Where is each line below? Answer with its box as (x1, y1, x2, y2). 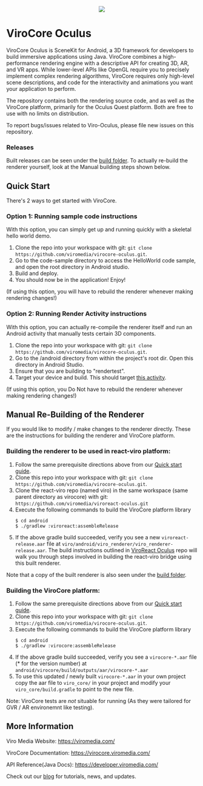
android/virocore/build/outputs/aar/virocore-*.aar (15, 667, 148, 674)
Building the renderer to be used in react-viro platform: (6, 447, 171, 456)
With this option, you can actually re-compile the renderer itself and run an (6, 323, 193, 330)
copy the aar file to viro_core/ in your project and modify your (15, 679, 171, 687)
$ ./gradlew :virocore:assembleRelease (15, 643, 116, 649)
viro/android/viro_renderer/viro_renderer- (61, 541, 174, 547)
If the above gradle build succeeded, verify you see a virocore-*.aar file (15, 653, 197, 661)
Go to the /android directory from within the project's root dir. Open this (15, 355, 194, 362)
